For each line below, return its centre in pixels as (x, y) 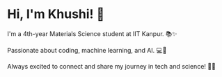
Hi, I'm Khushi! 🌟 (56, 14)
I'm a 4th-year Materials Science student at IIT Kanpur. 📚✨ (92, 33)
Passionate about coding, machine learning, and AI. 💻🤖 (87, 50)
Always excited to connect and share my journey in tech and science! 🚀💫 (111, 66)
